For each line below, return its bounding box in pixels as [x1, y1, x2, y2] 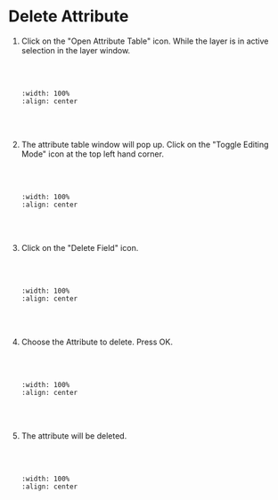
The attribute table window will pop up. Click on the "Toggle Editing [20, 139, 269, 149]
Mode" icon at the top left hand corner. [20, 149, 164, 159]
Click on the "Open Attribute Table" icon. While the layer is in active [20, 36, 269, 46]
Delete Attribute [8, 6, 129, 27]
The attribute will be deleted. [20, 430, 127, 441]
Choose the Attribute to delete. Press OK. [20, 336, 173, 347]
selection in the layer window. [20, 44, 131, 55]
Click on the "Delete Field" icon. [20, 242, 139, 253]
